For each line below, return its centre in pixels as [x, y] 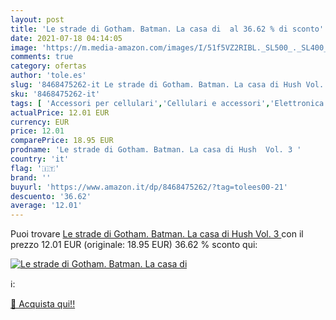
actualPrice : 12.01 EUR [60, 112]
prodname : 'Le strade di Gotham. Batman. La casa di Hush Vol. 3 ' [156, 150]
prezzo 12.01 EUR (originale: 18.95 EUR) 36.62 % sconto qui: [134, 245]
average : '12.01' [46, 206]
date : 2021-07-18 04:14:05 [66, 38]
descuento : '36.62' [51, 196]
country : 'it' [40, 159]
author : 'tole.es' [48, 76]
